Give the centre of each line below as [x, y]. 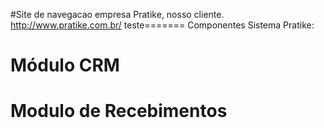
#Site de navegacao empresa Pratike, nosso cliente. [117, 14]
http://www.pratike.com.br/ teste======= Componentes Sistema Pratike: [162, 25]
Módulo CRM [65, 65]
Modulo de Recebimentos [119, 111]
